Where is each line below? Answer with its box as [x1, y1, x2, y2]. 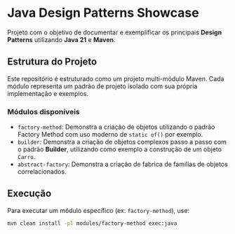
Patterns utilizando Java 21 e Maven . [7, 35, 116, 43]
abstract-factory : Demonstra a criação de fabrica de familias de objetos [17, 160, 228, 169]
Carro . [17, 153, 36, 161]
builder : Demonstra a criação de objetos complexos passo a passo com [17, 138, 227, 146]
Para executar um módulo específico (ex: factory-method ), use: [7, 206, 190, 214]
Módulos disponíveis [7, 106, 80, 116]
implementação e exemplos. [7, 89, 89, 97]
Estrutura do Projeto [7, 56, 98, 68]
